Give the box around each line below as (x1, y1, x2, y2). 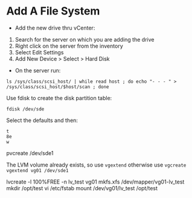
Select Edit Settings (14, 48, 64, 56)
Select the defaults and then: (6, 117, 78, 124)
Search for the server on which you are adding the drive (14, 36, 155, 43)
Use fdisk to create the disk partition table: (6, 94, 112, 101)
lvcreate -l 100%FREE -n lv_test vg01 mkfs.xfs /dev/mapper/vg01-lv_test (6, 178, 185, 185)
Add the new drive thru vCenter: (14, 24, 95, 31)
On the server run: (14, 66, 61, 74)
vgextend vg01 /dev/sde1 (6, 167, 69, 173)
